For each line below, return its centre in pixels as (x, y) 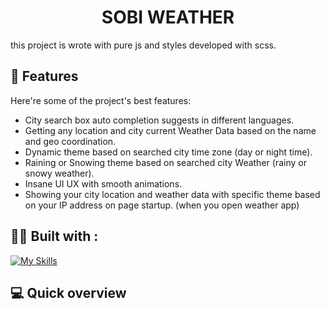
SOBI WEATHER (168, 17)
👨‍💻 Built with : (54, 236)
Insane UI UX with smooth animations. (103, 183)
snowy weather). (59, 173)
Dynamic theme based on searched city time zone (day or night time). (168, 152)
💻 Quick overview (68, 292)
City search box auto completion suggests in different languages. (159, 120)
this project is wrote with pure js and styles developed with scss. (143, 45)
